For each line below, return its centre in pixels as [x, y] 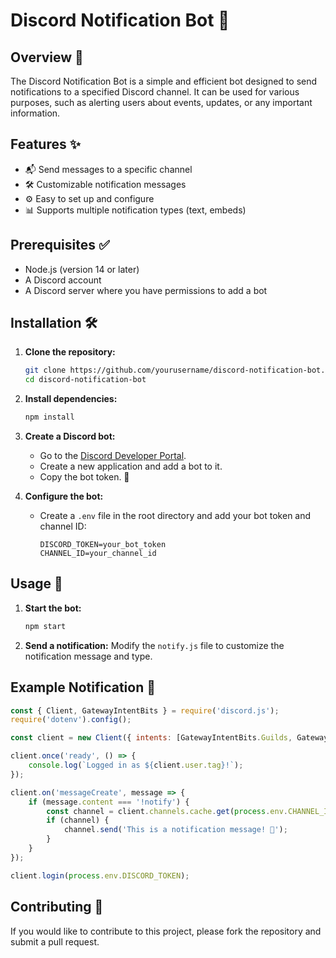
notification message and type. [88, 656]
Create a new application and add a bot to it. [131, 466]
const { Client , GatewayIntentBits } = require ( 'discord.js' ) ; [145, 710]
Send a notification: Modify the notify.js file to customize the [154, 645]
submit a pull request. [55, 941]
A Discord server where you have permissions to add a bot [146, 290]
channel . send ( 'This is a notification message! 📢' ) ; [175, 830]
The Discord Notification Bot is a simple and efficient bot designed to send [164, 81]
